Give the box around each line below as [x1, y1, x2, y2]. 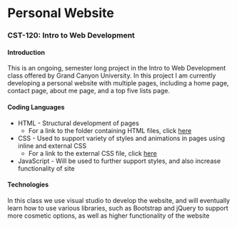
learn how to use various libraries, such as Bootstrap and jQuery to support [7, 204, 228, 212]
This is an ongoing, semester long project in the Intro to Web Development [7, 64, 226, 73]
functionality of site [17, 164, 75, 172]
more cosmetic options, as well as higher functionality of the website [7, 211, 210, 220]
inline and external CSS [17, 141, 87, 150]
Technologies [7, 180, 49, 189]
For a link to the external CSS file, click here [28, 149, 157, 157]
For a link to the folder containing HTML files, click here [28, 126, 192, 134]
